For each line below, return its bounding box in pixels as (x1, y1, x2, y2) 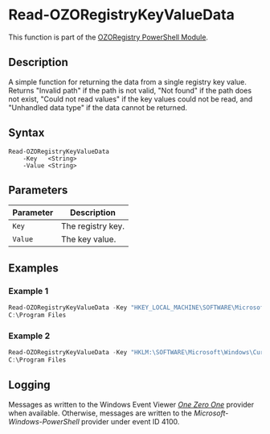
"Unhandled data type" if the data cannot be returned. (8, 102, 187, 112)
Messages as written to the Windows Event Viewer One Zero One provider (8, 399, 255, 409)
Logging (8, 378, 51, 392)
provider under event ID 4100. (81, 416, 180, 426)
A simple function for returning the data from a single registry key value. (8, 76, 247, 86)
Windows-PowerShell (8, 416, 80, 426)
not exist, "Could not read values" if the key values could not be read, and (8, 94, 253, 104)
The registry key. (60, 221, 125, 232)
